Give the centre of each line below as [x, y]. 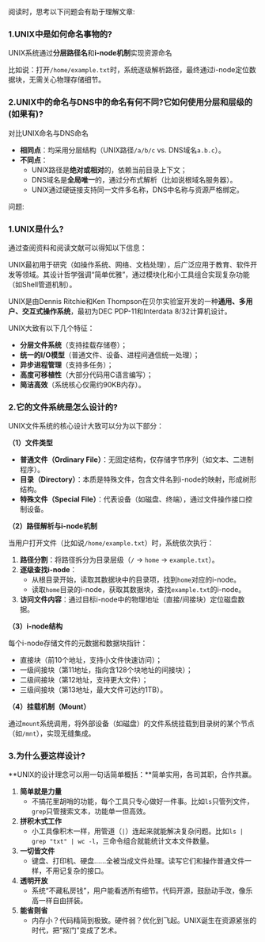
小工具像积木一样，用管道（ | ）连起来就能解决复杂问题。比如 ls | [137, 831]
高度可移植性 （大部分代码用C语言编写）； [87, 375]
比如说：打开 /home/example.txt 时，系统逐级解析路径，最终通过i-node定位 [129, 70]
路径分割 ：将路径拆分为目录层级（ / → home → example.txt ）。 [119, 560]
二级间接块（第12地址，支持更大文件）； [84, 680]
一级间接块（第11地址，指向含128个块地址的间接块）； [106, 670]
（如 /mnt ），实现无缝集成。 [52, 733]
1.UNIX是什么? [36, 229]
